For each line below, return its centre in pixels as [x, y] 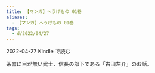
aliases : [17, 17]
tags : [13, 28]
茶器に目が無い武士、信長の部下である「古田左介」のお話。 [79, 64]
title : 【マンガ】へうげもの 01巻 [44, 12]
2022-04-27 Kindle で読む [38, 52]
